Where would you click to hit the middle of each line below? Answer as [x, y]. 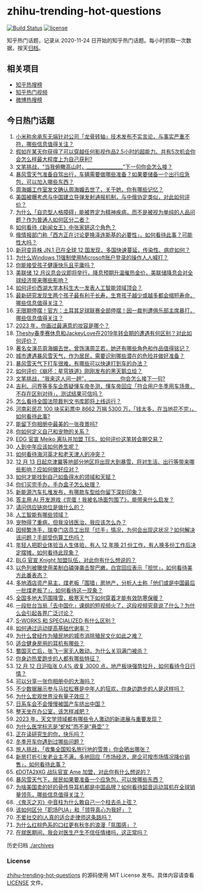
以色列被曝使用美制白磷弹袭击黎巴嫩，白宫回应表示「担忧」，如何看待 [101, 568]
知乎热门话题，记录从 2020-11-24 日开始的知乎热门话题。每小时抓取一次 [96, 40]
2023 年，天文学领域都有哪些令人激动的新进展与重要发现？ [89, 719]
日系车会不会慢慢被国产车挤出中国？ [61, 704]
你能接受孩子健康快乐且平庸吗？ [55, 265]
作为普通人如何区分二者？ [58, 220]
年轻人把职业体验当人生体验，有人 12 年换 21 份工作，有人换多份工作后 [103, 545]
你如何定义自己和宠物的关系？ [52, 431]
